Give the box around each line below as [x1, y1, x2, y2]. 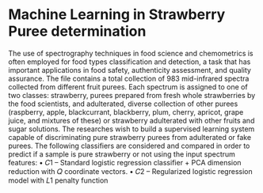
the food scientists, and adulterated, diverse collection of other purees [8, 99, 238, 108]
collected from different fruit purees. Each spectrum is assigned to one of [8, 81, 248, 92]
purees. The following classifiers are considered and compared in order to [8, 141, 250, 150]
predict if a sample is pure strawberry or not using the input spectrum [8, 149, 236, 159]
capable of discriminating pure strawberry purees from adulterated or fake [8, 132, 252, 142]
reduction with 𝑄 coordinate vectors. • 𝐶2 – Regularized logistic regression [8, 166, 253, 176]
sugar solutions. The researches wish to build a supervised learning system [8, 124, 255, 134]
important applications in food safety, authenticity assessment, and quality [8, 65, 252, 74]
